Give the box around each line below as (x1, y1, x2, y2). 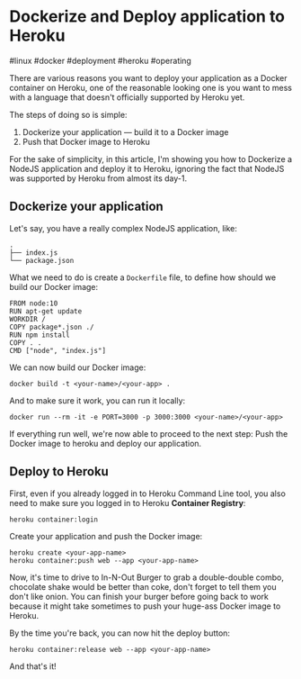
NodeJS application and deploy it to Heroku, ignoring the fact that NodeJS (9, 163, 285, 174)
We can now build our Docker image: (9, 362, 146, 373)
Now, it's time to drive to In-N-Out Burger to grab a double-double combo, (9, 572, 285, 583)
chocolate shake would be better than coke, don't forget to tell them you (9, 581, 277, 592)
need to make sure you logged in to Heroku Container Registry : (9, 497, 246, 508)
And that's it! (9, 660, 57, 672)
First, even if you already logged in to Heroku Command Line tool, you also (9, 488, 286, 499)
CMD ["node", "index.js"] (9, 346, 106, 355)
